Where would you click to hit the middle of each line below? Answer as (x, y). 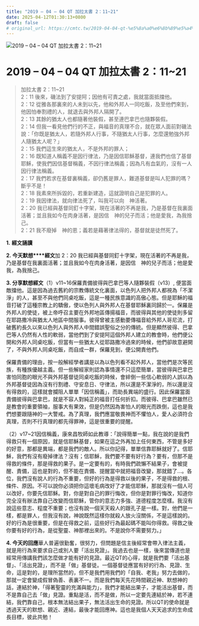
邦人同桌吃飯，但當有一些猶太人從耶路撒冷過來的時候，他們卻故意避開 (107, 342)
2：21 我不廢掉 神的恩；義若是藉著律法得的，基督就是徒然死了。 (101, 230)
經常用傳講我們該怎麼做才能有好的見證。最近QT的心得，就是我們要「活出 (95, 558)
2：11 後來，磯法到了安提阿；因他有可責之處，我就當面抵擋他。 (98, 97)
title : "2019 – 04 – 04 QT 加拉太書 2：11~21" (62, 12)
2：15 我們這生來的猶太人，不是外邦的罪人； (75, 149)
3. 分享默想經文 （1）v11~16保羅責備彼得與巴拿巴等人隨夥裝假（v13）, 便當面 (99, 283)
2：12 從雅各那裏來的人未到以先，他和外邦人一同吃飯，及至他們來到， (106, 104)
